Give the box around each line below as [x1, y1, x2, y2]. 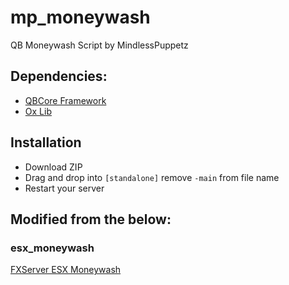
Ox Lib [24, 105, 52, 117]
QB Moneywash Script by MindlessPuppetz [10, 39, 189, 51]
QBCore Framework [24, 94, 107, 106]
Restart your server [24, 182, 105, 194]
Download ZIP [24, 161, 83, 173]
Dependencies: [10, 68, 108, 85]
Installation [10, 134, 82, 151]
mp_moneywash [10, 6, 151, 29]
